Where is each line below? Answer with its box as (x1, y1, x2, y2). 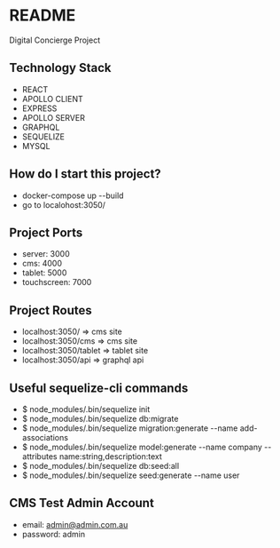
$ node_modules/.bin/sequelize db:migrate (21, 414, 179, 424)
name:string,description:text (58, 451, 162, 462)
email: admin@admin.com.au (21, 519, 128, 529)
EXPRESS (21, 103, 58, 114)
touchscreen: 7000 (21, 277, 92, 288)
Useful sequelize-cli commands (9, 380, 189, 395)
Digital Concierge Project (9, 35, 100, 45)
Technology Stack (9, 60, 112, 75)
